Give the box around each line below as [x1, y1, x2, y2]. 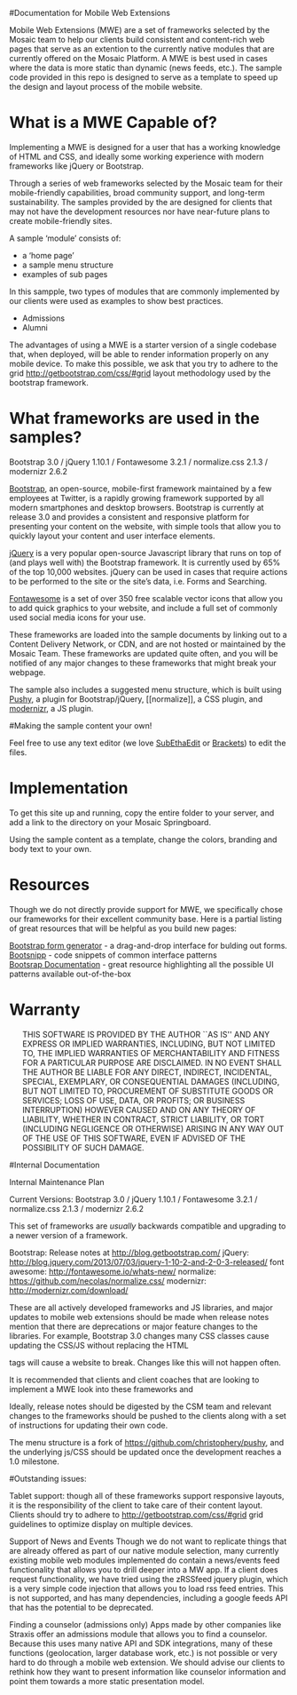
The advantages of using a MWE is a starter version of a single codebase [9, 339, 277, 350]
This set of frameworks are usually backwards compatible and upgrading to [9, 1221, 286, 1231]
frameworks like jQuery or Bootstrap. [9, 160, 145, 171]
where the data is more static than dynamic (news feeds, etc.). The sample [9, 62, 283, 73]
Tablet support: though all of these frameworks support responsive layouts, [9, 1490, 285, 1500]
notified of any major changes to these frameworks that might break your [9, 657, 277, 668]
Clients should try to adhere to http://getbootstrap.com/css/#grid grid [9, 1509, 264, 1520]
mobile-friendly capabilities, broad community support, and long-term [9, 187, 266, 198]
